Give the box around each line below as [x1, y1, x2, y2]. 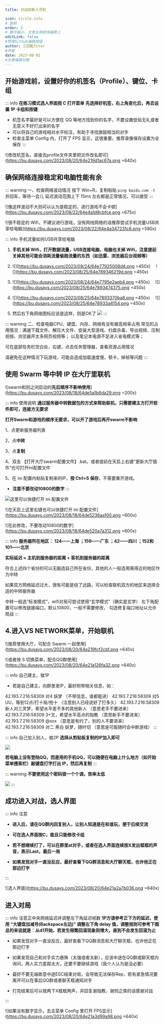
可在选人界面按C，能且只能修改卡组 [12, 832, 85, 838]
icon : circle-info [5, 16, 43, 21]
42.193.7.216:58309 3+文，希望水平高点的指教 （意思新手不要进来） [5, 712, 143, 718]
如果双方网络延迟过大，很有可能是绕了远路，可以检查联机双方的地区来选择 [5, 582, 156, 588]
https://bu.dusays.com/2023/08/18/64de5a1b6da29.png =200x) [6, 389, 137, 395]
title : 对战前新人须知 [5, 7, 47, 12]
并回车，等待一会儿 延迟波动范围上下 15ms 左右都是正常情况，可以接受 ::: [5, 193, 153, 199]
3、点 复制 [5, 448, 26, 454]
